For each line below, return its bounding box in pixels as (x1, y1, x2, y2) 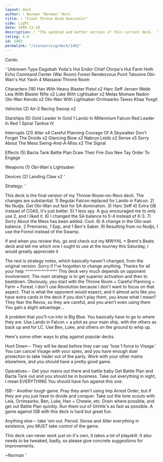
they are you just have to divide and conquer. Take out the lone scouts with (5, 393, 155, 399)
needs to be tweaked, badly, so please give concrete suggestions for (5, 438, 143, 444)
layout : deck (5, 7, 32, 12)
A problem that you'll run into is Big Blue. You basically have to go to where (5, 314, 155, 319)
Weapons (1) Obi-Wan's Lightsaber (5, 164, 75, 170)
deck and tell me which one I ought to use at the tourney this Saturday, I (5, 243, 149, 249)
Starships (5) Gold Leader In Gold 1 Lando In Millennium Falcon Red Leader (5, 115, 155, 121)
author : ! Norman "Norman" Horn (5, 12, 70, 17)
